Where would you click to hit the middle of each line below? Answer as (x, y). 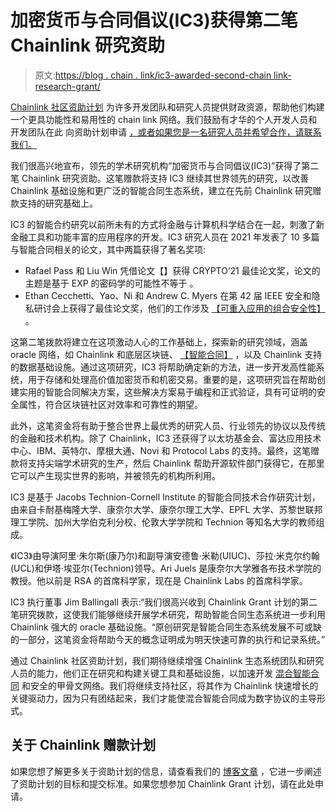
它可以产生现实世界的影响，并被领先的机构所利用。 (115, 475)
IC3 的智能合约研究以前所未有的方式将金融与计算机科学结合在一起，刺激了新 (167, 224)
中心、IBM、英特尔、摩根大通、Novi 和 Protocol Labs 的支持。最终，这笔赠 (165, 450)
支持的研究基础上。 (58, 203)
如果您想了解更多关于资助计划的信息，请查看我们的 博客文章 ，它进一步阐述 (166, 771)
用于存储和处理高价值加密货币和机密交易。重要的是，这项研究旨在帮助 (172, 379)
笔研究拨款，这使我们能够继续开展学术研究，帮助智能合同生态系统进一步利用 (168, 614)
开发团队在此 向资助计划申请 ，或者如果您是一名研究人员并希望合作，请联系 (166, 132)
